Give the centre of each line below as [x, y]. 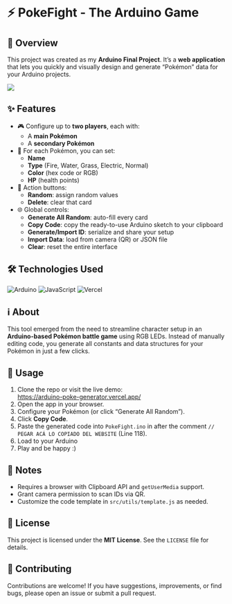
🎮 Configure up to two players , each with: [78, 126]
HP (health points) [53, 180]
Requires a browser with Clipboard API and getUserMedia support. [111, 487]
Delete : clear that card [60, 202]
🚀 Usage [25, 373]
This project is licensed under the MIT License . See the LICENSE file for [108, 540]
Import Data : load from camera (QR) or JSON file [98, 239]
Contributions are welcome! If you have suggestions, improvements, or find [115, 585]
